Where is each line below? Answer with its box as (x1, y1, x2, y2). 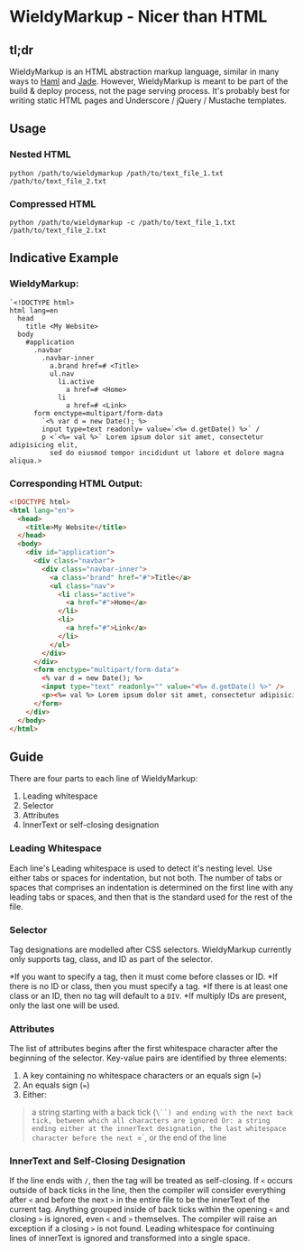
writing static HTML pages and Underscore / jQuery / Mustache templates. (9, 95, 287, 106)
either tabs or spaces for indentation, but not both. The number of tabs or (9, 872, 282, 883)
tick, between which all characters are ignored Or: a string (31, 1117, 271, 1126)
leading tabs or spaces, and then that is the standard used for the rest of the (9, 892, 293, 902)
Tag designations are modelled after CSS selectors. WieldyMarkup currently (9, 944, 292, 955)
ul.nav (49, 369, 75, 378)
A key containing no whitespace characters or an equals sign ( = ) (22, 1070, 262, 1081)
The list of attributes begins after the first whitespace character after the (9, 1043, 278, 1054)
